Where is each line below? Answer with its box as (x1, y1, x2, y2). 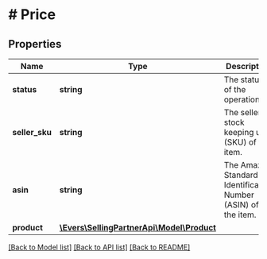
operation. (223, 94, 262, 105)
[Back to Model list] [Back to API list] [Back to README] (8, 242, 191, 252)
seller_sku (12, 127, 52, 137)
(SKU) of (223, 137, 257, 148)
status (12, 84, 37, 95)
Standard (223, 169, 258, 180)
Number (223, 189, 254, 200)
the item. (223, 209, 257, 220)
